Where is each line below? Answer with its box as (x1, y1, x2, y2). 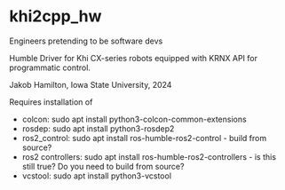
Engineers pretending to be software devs (9, 36, 163, 46)
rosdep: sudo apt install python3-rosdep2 (21, 123, 175, 134)
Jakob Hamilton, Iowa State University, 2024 (9, 79, 172, 90)
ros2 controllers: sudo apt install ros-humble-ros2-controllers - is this (21, 151, 277, 162)
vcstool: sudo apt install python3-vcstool (21, 170, 171, 181)
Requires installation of (9, 96, 93, 107)
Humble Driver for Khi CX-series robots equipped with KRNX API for (9, 52, 257, 63)
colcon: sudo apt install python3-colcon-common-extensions (21, 114, 247, 124)
